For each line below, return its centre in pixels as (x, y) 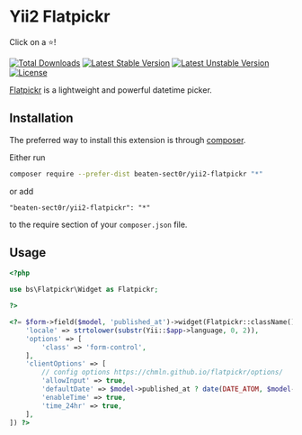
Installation (41, 118)
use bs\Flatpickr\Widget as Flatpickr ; (84, 290)
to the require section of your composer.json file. (98, 224)
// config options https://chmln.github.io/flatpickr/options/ (162, 372)
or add (22, 191)
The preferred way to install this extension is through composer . (128, 140)
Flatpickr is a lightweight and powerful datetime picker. (111, 90)
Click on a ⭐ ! (33, 41)
